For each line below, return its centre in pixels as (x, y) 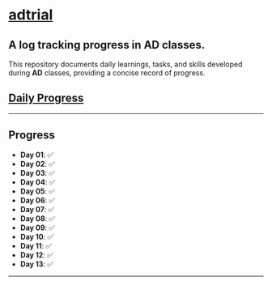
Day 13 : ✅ (37, 264)
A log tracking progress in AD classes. (107, 45)
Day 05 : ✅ (37, 191)
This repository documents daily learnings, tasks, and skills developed (125, 64)
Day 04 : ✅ (38, 182)
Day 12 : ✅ (37, 255)
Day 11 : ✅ (36, 245)
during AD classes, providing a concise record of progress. (107, 73)
